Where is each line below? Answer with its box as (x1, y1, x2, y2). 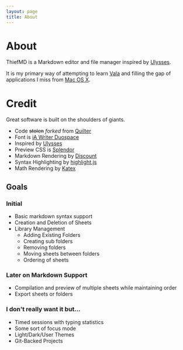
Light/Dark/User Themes (14, 331, 75, 338)
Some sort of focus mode (14, 325, 77, 332)
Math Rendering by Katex (14, 165, 76, 172)
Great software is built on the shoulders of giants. (6, 116, 126, 123)
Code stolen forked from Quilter (14, 127, 92, 135)
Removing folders (23, 244, 66, 251)
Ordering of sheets (23, 256, 69, 264)
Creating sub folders (23, 238, 73, 245)
